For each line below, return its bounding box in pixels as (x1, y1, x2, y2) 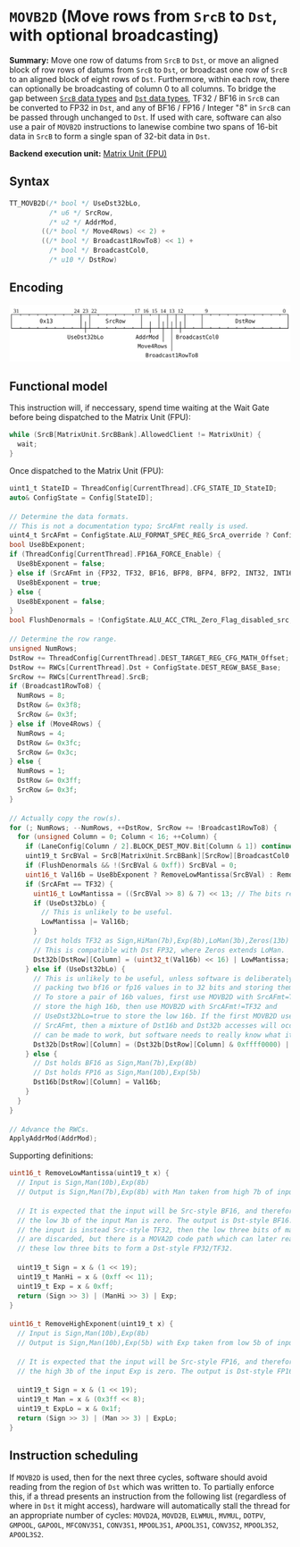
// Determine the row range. (9, 635, 118, 643)
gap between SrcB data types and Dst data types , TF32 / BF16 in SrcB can (9, 92, 279, 104)
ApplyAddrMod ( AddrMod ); (9, 1134, 98, 1143)
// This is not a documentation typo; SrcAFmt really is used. (9, 521, 250, 531)
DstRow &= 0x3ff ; (17, 776, 82, 786)
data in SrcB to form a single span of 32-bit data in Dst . (9, 130, 211, 141)
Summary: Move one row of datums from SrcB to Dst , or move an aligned (9, 55, 279, 65)
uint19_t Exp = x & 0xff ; (17, 1282, 114, 1291)
